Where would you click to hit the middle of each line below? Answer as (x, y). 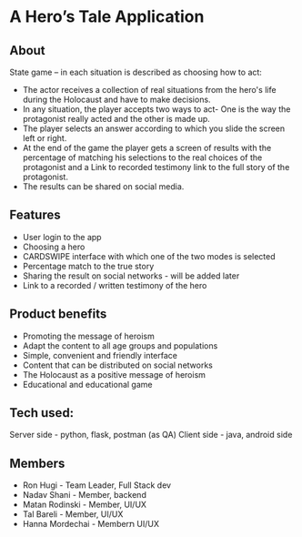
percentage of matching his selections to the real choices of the (142, 157)
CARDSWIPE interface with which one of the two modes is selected (149, 256)
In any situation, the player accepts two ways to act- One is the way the (156, 109)
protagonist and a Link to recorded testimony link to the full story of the (156, 167)
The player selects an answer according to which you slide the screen (154, 128)
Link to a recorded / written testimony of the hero (115, 285)
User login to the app (62, 237)
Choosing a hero (54, 247)
